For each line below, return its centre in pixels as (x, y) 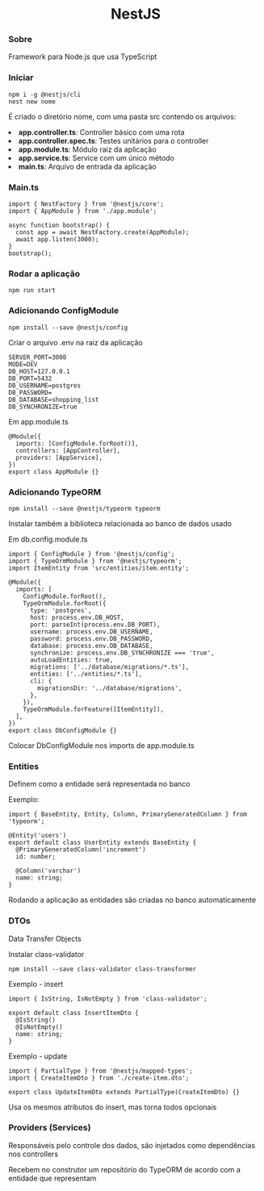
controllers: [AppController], (68, 450)
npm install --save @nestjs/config (68, 328)
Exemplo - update (38, 1056)
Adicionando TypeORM (55, 491)
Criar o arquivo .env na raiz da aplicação (75, 342)
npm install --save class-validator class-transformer (103, 969)
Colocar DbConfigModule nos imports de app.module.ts (102, 745)
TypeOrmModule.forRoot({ (65, 603)
